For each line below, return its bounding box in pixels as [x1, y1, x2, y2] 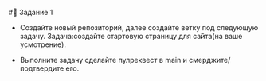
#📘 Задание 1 [8, 8, 53, 17]
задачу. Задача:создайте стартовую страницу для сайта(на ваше [19, 32, 243, 40]
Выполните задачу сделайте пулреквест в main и [19, 56, 187, 64]
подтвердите [19, 64, 65, 73]
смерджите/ [188, 56, 231, 64]
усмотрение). [19, 40, 66, 49]
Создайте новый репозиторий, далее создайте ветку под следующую [19, 23, 259, 32]
